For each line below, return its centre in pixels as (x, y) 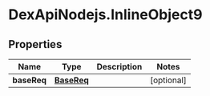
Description (119, 67)
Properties (35, 44)
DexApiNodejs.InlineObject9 (105, 15)
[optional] (168, 80)
